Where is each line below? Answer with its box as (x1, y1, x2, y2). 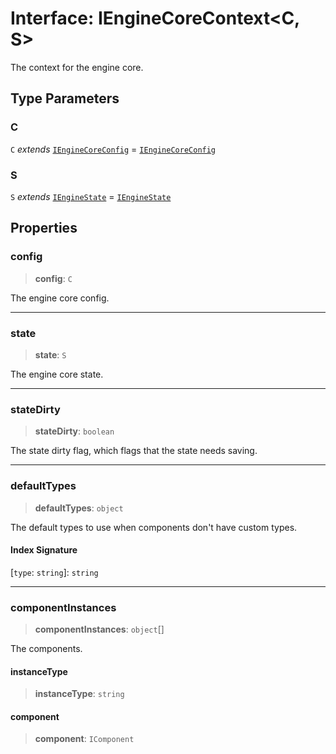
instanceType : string (34, 688, 125, 700)
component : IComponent (34, 733, 135, 745)
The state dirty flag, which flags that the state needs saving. (10, 445, 258, 457)
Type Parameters (10, 90, 120, 107)
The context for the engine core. (10, 61, 144, 73)
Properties (10, 220, 78, 237)
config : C (34, 272, 73, 284)
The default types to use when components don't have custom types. (10, 521, 298, 533)
